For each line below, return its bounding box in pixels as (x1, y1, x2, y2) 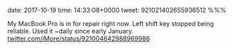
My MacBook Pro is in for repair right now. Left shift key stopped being (7, 20, 215, 27)
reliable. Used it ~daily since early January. (7, 27, 134, 35)
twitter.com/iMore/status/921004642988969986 (7, 34, 151, 43)
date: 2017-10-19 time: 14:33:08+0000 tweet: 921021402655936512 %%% (7, 6, 227, 14)
